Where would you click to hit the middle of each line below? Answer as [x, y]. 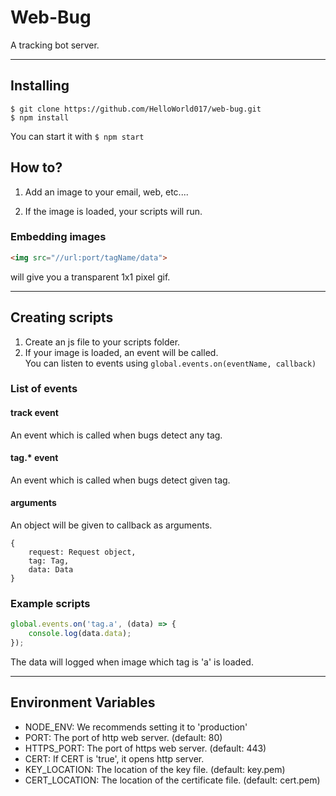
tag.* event [34, 458]
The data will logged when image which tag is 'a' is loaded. [132, 662]
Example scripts [50, 603]
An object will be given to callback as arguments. [111, 525]
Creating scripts [62, 317]
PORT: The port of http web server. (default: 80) [123, 737]
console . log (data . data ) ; [80, 634]
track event [34, 413]
